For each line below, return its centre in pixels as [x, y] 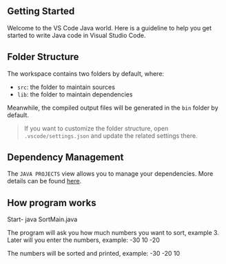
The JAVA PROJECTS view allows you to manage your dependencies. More [110, 174]
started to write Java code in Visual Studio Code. [76, 35]
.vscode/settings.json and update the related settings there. [111, 135]
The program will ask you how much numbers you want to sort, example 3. [113, 233]
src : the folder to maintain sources [66, 87]
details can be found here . [44, 181]
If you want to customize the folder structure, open [96, 128]
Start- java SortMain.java [42, 219]
